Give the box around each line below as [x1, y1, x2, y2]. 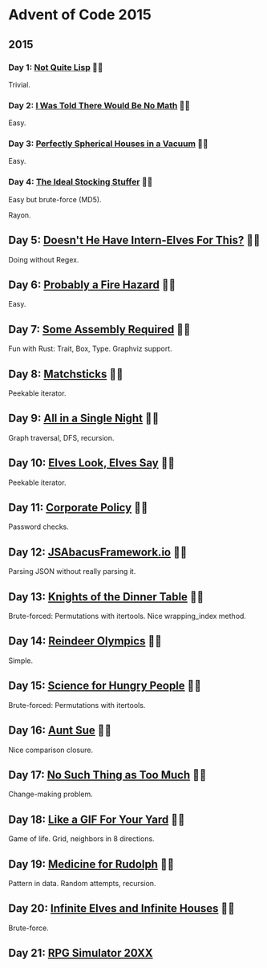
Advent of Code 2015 [8, 6, 152, 24]
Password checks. [8, 522, 70, 531]
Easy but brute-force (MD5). [8, 194, 102, 204]
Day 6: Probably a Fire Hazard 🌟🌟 [8, 278, 176, 291]
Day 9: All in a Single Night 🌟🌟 [8, 412, 160, 425]
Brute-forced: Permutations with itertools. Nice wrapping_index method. [8, 612, 247, 621]
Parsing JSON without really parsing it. [8, 567, 136, 576]
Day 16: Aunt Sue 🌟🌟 [8, 724, 112, 738]
